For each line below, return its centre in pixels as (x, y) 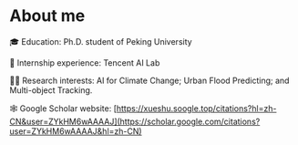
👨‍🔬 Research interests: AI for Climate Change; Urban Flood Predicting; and (149, 80)
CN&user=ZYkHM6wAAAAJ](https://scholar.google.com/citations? (135, 121)
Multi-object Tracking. (51, 90)
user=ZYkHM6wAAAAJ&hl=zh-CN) (76, 131)
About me (47, 16)
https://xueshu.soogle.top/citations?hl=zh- (196, 108)
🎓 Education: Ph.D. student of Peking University (101, 41)
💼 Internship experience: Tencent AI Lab (85, 62)
